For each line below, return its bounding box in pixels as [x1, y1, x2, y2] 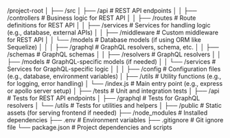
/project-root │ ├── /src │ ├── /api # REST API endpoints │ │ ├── [7, 7, 197, 14]
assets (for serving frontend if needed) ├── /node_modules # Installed [7, 108, 208, 117]
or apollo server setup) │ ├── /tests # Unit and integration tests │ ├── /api [7, 87, 220, 95]
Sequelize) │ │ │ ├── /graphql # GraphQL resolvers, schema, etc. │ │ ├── [7, 43, 220, 51]
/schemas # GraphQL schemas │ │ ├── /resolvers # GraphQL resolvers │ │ [7, 50, 222, 58]
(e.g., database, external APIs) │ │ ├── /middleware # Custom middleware [7, 28, 218, 36]
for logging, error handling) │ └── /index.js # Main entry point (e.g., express [7, 80, 223, 87]
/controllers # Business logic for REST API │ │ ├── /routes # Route [7, 14, 196, 22]
